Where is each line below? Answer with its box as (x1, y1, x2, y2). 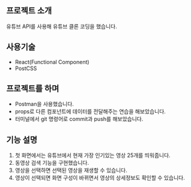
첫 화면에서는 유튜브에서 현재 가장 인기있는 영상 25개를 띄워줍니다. (14, 152, 171, 159)
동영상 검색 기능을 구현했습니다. (14, 159, 89, 167)
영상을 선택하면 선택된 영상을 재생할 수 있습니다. (14, 167, 127, 174)
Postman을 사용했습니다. (14, 101, 74, 108)
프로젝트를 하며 (6, 83, 59, 94)
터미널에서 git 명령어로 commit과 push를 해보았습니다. (14, 116, 144, 123)
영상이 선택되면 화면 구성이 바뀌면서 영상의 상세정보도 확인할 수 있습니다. (14, 174, 185, 182)
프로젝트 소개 (6, 5, 52, 16)
